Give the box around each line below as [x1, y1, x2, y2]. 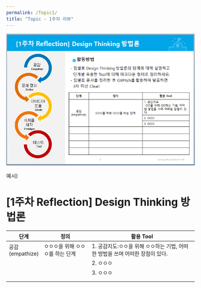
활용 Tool [130, 232, 154, 240]
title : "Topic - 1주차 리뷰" [6, 16, 74, 22]
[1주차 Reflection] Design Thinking [6, 195, 178, 209]
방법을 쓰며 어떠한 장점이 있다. [98, 250, 168, 257]
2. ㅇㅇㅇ [92, 259, 113, 266]
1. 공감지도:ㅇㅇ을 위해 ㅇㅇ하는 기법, [92, 242, 178, 250]
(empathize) [8, 250, 39, 257]
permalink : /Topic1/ [6, 10, 58, 16]
